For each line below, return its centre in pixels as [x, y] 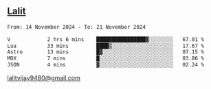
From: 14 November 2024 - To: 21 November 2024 [77, 27]
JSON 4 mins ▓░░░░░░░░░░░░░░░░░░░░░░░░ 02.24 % [106, 65]
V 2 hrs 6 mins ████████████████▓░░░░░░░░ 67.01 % [106, 39]
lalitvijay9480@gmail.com [44, 78]
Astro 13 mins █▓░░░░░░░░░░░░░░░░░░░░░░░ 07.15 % [106, 52]
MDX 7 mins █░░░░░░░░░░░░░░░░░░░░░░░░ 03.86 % [106, 59]
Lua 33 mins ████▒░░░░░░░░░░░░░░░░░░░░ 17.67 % [106, 46]
